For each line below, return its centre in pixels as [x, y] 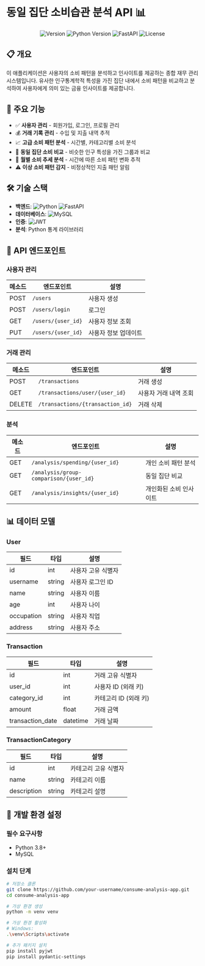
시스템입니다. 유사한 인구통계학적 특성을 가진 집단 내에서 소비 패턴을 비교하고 [98, 81]
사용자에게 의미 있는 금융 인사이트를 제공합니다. [79, 88]
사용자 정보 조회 [110, 322]
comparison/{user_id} [63, 478]
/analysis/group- [56, 472]
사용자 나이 [85, 605]
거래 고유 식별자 [116, 675]
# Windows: [20, 929]
